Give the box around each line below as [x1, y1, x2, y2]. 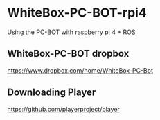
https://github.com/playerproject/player [7, 105, 120, 113]
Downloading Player [7, 87, 96, 98]
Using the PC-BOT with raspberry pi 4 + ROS [7, 28, 136, 36]
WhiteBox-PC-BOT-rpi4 [7, 5, 147, 21]
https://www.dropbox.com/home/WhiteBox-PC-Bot [7, 66, 154, 74]
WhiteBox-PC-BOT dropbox [7, 48, 130, 60]
